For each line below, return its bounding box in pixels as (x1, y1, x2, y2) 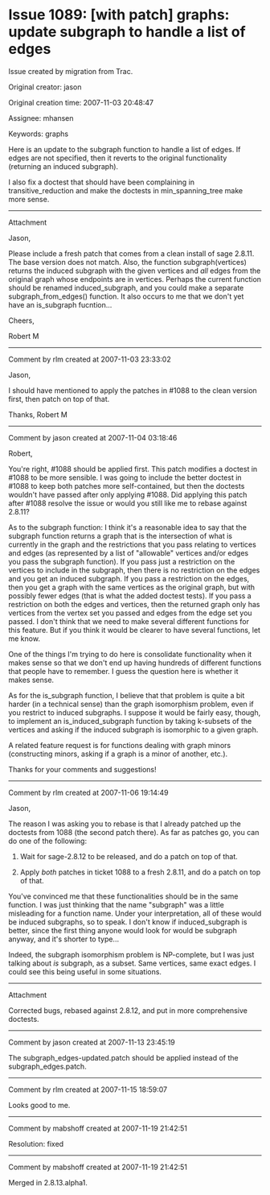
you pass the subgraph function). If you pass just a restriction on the (8, 556, 235, 566)
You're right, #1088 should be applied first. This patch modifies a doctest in (8, 464, 258, 473)
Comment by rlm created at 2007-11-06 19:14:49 (8, 788, 169, 797)
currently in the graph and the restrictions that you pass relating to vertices (8, 540, 257, 549)
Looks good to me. (8, 1100, 71, 1110)
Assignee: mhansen (8, 113, 74, 122)
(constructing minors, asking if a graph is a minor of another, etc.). (8, 749, 228, 759)
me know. (8, 634, 40, 643)
